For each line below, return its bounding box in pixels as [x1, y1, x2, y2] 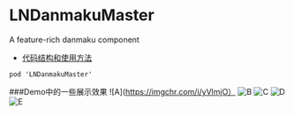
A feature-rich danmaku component [9, 34, 139, 45]
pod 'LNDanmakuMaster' [9, 69, 93, 79]
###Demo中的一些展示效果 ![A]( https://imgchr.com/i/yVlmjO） [9, 86, 237, 97]
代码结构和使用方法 [21, 52, 93, 62]
